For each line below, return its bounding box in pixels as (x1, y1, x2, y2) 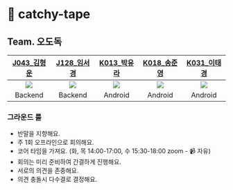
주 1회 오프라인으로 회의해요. (17, 138, 94, 147)
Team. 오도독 (7, 35, 62, 47)
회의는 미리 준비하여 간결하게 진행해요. (17, 158, 121, 166)
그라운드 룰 (7, 112, 42, 122)
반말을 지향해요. (17, 129, 60, 138)
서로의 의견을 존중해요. (17, 166, 79, 175)
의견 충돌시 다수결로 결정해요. (17, 175, 98, 184)
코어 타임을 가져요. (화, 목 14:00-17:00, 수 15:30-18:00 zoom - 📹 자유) (17, 147, 212, 155)
